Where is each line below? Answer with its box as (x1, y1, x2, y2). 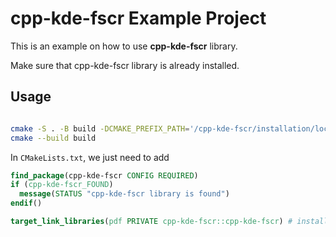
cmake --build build (10, 133, 97, 143)
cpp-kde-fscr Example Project (10, 7, 267, 30)
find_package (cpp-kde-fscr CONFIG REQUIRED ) (10, 170, 199, 181)
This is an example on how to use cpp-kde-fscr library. (10, 40, 238, 52)
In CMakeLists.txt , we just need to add (10, 151, 170, 163)
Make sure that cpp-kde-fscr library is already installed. (10, 59, 240, 71)
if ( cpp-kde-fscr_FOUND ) (10, 180, 114, 190)
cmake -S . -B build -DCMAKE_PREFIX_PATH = (10, 123, 190, 134)
